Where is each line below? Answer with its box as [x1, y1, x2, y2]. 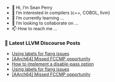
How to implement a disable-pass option [11, 61, 94, 67]
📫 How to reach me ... [11, 26, 57, 31]
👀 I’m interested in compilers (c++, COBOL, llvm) [11, 10, 110, 16]
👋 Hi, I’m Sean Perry [11, 5, 53, 10]
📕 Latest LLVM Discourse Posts [4, 40, 81, 46]
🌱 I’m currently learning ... [11, 15, 64, 20]
